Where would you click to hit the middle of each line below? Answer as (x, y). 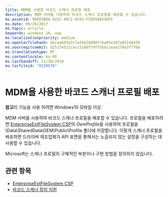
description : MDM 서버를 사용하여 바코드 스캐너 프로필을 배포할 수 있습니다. (76, 15)
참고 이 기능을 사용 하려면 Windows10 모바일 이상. (54, 107)
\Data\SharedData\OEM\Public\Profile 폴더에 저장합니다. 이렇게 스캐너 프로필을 (84, 131)
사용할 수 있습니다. (23, 143)
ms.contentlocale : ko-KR (31, 57)
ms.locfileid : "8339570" (31, 66)
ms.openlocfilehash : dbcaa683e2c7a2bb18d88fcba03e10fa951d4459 (73, 43)
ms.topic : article (24, 29)
